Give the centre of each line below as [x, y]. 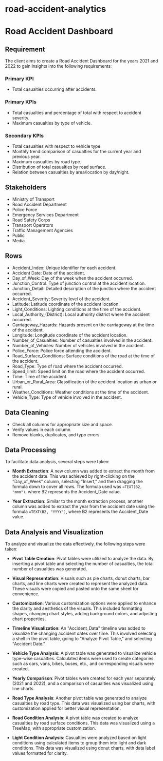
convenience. [26, 594]
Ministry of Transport [33, 199]
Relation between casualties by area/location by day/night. [71, 172]
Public [18, 235]
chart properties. [29, 619]
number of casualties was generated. [49, 569]
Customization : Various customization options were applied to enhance [84, 604]
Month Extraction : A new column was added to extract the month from [83, 471]
